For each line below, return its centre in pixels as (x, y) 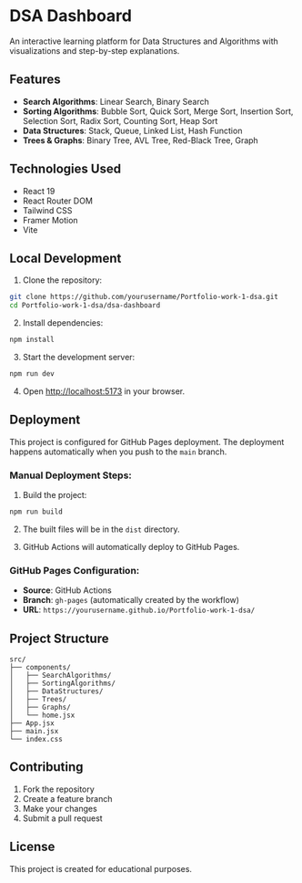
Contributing (46, 767)
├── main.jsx (34, 731)
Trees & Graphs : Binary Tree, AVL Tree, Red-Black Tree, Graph (141, 140)
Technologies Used (65, 169)
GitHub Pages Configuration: (75, 570)
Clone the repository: (62, 280)
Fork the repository (59, 789)
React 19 (39, 191)
